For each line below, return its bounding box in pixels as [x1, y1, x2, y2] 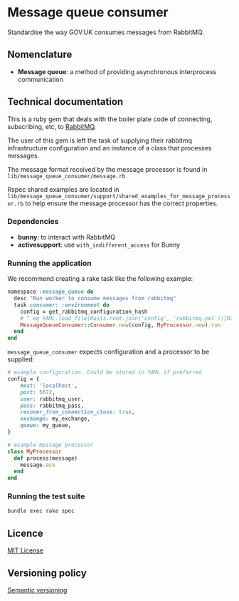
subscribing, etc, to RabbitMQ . [7, 122, 97, 130]
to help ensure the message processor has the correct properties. [24, 199, 218, 207]
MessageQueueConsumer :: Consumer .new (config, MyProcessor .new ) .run [20, 322, 221, 329]
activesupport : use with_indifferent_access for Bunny [17, 240, 180, 249]
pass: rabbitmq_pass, [20, 402, 84, 409]
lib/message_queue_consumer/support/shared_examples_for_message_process [7, 192, 231, 200]
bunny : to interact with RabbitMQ [17, 232, 116, 241]
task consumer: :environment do [14, 301, 110, 309]
